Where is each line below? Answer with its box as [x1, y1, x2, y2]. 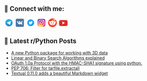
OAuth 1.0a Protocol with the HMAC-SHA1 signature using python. [11, 60, 143, 66]
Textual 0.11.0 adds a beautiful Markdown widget [11, 70, 108, 76]
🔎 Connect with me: [4, 5, 64, 13]
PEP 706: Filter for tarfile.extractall [11, 65, 80, 71]
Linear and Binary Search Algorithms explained [11, 55, 105, 61]
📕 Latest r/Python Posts [4, 37, 77, 45]
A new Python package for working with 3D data [11, 50, 108, 55]
